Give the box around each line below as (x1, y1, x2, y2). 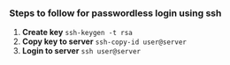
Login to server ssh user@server (21, 46, 142, 56)
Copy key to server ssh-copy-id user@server (21, 36, 188, 47)
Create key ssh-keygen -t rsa (21, 27, 133, 38)
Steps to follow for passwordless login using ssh (9, 7, 222, 19)
